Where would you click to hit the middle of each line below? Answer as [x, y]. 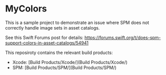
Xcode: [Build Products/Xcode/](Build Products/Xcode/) [70, 62]
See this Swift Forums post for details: [44, 37]
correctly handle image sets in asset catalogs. [52, 27]
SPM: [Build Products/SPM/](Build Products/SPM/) [64, 67]
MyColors [26, 9]
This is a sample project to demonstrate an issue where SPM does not [77, 22]
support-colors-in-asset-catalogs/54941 [47, 42]
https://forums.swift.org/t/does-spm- [122, 37]
